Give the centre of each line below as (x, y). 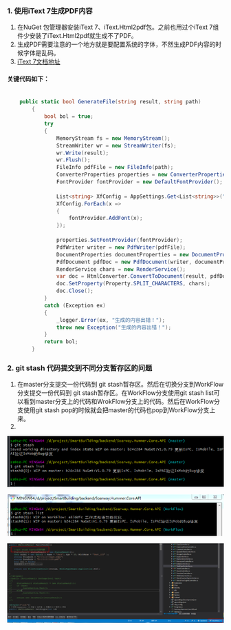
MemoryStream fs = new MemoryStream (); (113, 138)
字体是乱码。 (41, 53)
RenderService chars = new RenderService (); (121, 269)
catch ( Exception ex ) (75, 305)
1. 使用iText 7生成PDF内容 (50, 10)
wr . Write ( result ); (82, 153)
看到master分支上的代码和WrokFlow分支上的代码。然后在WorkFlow (119, 402)
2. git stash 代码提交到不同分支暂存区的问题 (80, 368)
